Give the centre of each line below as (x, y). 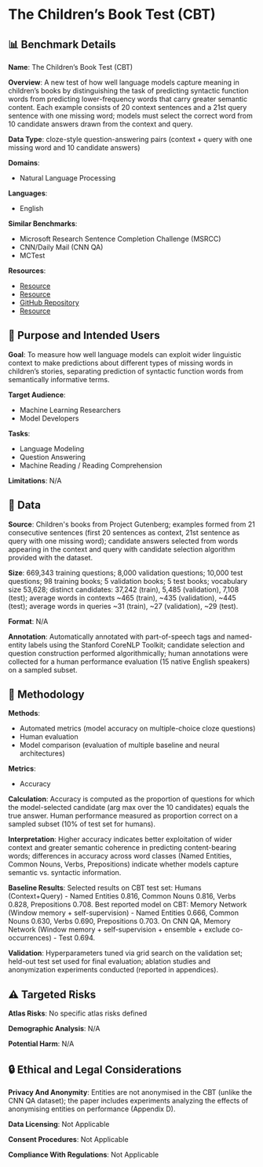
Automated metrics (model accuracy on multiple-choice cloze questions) (137, 728)
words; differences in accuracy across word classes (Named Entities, (120, 856)
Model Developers (49, 418)
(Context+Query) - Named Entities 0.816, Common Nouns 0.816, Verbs (122, 896)
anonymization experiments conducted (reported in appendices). (113, 970)
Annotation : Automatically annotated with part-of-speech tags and (117, 636)
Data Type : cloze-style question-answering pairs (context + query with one (130, 139)
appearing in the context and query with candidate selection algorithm (122, 549)
